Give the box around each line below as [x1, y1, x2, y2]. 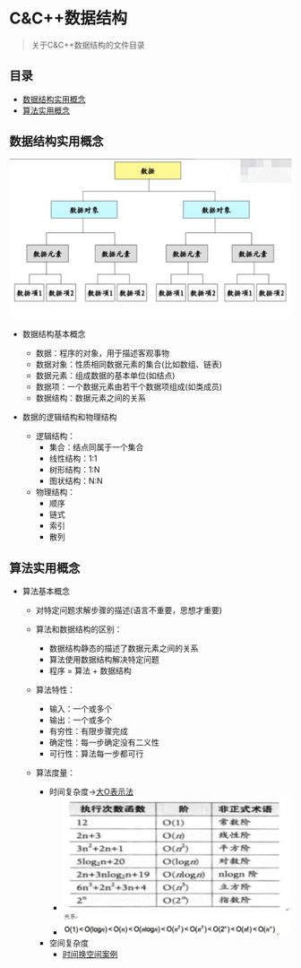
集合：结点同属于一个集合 [48, 442, 144, 453]
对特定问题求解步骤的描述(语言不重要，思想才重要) [35, 604, 222, 615]
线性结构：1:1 [48, 454, 98, 464]
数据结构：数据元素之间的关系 [35, 393, 146, 403]
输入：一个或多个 [48, 703, 113, 713]
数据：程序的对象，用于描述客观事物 [35, 348, 170, 359]
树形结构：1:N [48, 464, 100, 475]
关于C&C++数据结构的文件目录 [30, 39, 145, 50]
